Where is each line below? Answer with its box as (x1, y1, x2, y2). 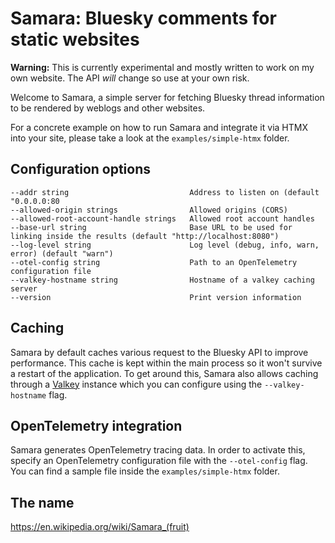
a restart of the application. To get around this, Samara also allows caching (10, 367, 319, 379)
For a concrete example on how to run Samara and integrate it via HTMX (10, 121, 308, 133)
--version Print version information (10, 292, 302, 302)
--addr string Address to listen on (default (10, 187, 320, 197)
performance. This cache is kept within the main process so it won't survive (10, 357, 323, 369)
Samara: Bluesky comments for (10, 7, 277, 30)
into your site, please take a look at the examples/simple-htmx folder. (10, 132, 290, 144)
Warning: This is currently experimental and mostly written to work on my (10, 61, 315, 73)
